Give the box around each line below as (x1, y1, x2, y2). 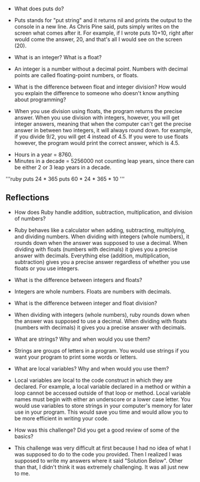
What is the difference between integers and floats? (14, 276, 143, 283)
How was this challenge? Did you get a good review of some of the (14, 426, 180, 434)
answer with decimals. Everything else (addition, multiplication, (14, 251, 170, 259)
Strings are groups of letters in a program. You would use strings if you (14, 347, 190, 354)
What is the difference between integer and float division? (14, 299, 157, 307)
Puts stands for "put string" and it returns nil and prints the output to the (14, 17, 192, 23)
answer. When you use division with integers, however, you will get (14, 114, 180, 121)
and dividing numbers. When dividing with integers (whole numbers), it (14, 233, 190, 240)
